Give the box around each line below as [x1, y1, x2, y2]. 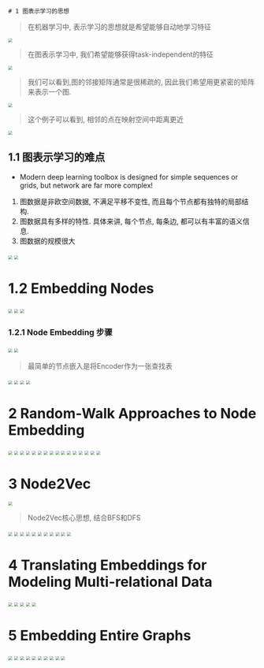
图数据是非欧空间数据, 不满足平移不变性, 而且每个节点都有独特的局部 [19, 196, 242, 206]
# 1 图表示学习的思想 [8, 7, 69, 15]
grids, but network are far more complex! [19, 180, 154, 190]
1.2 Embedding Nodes [8, 280, 154, 297]
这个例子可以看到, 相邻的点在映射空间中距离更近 [27, 115, 184, 124]
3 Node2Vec [8, 475, 91, 493]
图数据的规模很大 [19, 236, 76, 246]
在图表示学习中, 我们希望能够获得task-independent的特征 [27, 50, 214, 59]
